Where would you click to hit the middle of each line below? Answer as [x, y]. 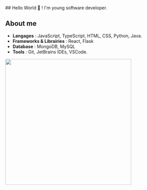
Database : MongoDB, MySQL [44, 46]
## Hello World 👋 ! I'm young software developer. [56, 8]
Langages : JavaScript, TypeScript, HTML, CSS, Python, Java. [77, 36]
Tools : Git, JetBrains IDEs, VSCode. [50, 52]
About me [21, 23]
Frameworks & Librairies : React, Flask [53, 41]
